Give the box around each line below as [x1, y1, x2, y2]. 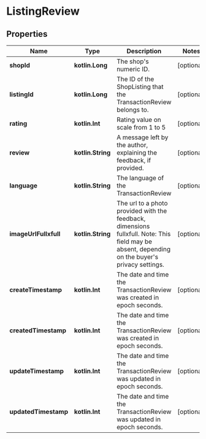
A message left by [116, 133, 169, 142]
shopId [9, 61, 31, 69]
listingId [9, 90, 34, 99]
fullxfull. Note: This [116, 230, 171, 238]
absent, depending [116, 245, 171, 253]
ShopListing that [116, 83, 164, 91]
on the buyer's [116, 253, 158, 261]
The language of [116, 174, 164, 182]
